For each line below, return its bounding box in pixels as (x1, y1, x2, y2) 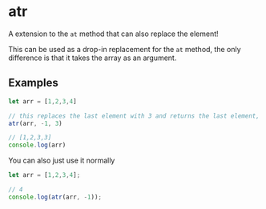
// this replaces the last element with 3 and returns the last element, (8, 111, 260, 120)
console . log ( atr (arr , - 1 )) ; (8, 193, 103, 201)
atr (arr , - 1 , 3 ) (8, 119, 62, 127)
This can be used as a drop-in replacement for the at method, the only (8, 44, 242, 54)
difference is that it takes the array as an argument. (8, 53, 177, 62)
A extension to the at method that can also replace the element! (8, 29, 219, 38)
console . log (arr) (8, 141, 66, 150)
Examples (8, 76, 58, 90)
